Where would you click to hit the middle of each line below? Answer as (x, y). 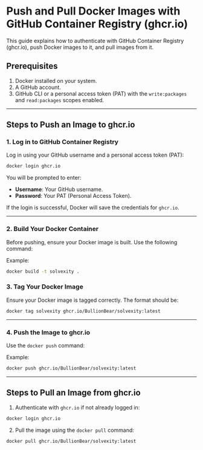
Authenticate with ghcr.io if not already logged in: (77, 407)
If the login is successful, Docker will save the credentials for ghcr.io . (93, 207)
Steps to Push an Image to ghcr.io (71, 125)
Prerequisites (32, 66)
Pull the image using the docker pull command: (75, 430)
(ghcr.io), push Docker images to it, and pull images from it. (80, 47)
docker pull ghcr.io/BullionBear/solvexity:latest (71, 441)
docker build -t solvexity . (43, 271)
